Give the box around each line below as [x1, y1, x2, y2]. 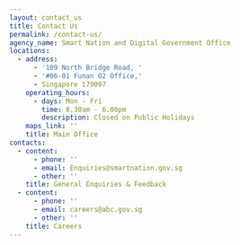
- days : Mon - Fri [32, 96, 102, 106]
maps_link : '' [25, 122, 78, 131]
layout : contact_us [9, 13, 83, 22]
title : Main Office [25, 130, 99, 139]
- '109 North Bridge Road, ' [32, 64, 143, 73]
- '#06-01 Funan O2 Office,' [32, 72, 143, 81]
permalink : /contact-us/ [9, 30, 102, 39]
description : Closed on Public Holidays [41, 113, 195, 122]
